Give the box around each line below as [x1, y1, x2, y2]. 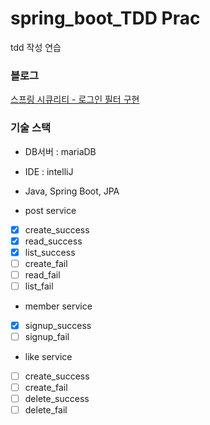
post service [24, 204, 77, 216]
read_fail [24, 268, 61, 281]
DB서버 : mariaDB [24, 145, 97, 157]
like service [24, 351, 73, 363]
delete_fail [24, 404, 68, 416]
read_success [24, 235, 83, 247]
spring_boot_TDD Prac [10, 7, 201, 30]
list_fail [24, 280, 54, 292]
